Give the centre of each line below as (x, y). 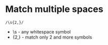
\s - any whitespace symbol (42, 31)
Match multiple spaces (54, 9)
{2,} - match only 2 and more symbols (52, 37)
